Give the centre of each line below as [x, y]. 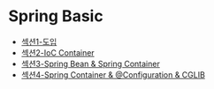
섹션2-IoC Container [57, 52]
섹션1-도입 [39, 41]
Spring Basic [56, 16]
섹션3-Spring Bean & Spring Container [90, 63]
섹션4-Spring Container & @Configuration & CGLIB [113, 74]
